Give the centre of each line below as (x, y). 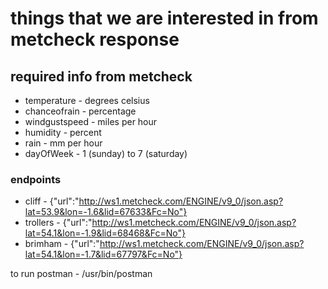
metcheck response (95, 39)
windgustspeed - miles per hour (91, 121)
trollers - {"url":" (58, 223)
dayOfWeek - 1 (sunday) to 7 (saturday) (106, 153)
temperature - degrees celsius (87, 100)
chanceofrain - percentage (80, 111)
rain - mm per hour (63, 143)
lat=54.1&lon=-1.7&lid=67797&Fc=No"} (103, 254)
